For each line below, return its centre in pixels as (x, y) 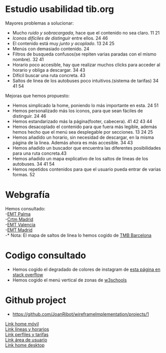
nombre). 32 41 (28, 59)
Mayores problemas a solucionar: (39, 23)
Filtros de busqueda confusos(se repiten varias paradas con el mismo (84, 54)
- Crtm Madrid (19, 219)
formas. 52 (23, 174)
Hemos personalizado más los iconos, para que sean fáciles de (78, 111)
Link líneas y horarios (27, 329)
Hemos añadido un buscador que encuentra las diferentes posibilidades (86, 148)
